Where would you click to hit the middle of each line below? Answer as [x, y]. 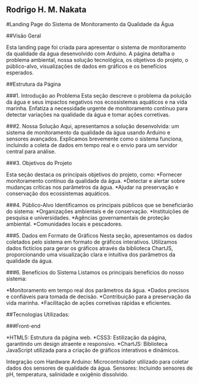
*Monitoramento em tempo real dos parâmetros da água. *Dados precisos [98, 290]
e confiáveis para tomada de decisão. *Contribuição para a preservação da [99, 296]
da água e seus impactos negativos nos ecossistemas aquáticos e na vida [97, 102]
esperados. [20, 72]
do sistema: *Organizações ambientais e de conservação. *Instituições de [97, 211]
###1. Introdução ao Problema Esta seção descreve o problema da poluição [99, 95]
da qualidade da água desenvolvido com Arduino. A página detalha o [91, 54]
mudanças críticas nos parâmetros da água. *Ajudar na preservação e [92, 187]
